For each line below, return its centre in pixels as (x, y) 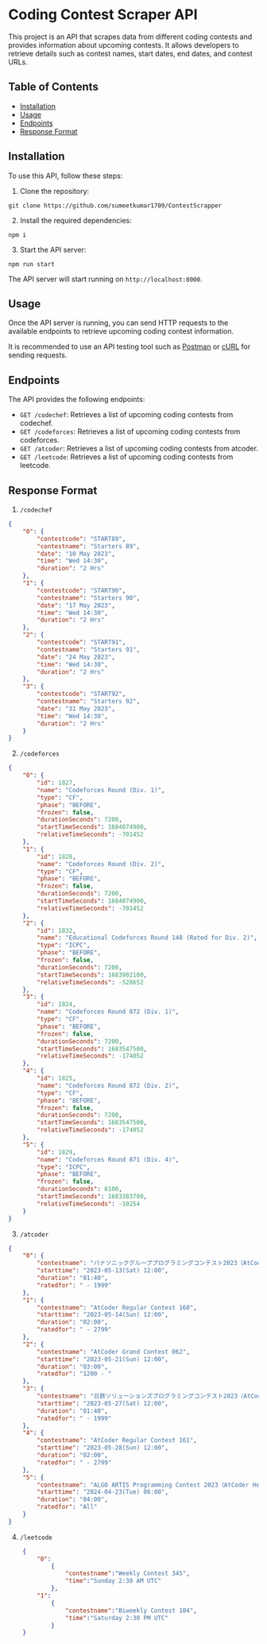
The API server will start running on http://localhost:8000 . (105, 279)
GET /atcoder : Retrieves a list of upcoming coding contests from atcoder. (139, 449)
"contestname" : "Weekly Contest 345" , (128, 1574)
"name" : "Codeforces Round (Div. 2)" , (101, 864)
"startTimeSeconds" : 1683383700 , (92, 1197)
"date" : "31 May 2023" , (76, 709)
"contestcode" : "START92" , (81, 694)
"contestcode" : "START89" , (81, 539)
